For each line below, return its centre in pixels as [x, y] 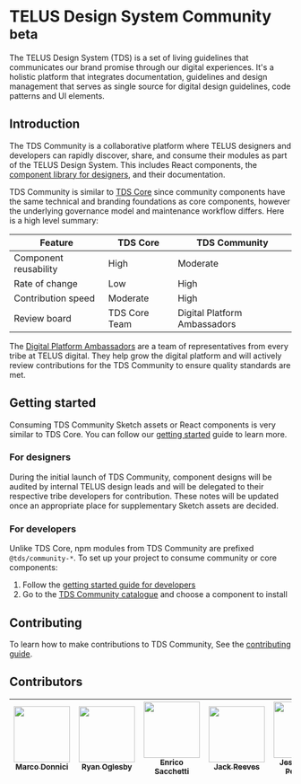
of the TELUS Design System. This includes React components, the [133, 164]
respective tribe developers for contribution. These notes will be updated [144, 496]
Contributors [46, 682]
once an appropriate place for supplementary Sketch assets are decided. [144, 506]
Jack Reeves [237, 766]
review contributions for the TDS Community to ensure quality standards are [150, 365]
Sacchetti [172, 771]
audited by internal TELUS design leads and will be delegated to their [137, 486]
